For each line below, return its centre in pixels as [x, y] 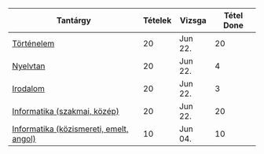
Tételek [157, 20]
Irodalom [28, 88]
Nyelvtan [29, 66]
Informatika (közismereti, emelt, [70, 129]
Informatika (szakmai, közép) [66, 111]
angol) [24, 139]
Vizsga [193, 20]
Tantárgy [74, 20]
